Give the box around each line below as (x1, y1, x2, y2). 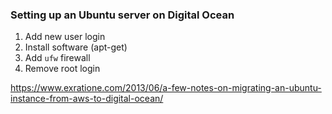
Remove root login (24, 63, 101, 75)
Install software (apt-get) (24, 41, 128, 53)
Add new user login (24, 31, 106, 43)
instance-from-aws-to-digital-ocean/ (10, 93, 164, 105)
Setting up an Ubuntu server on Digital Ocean (10, 8, 235, 22)
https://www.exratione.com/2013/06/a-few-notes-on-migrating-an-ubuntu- (10, 82, 322, 94)
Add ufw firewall (24, 52, 91, 64)
